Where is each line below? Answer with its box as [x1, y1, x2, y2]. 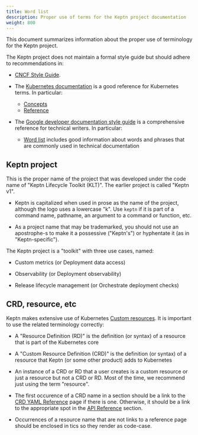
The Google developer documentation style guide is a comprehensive [14, 118, 185, 125]
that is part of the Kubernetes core [14, 339, 99, 346]
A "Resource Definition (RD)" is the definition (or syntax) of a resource [14, 333, 186, 339]
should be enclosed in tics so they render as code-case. [14, 423, 152, 429]
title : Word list [6, 8, 49, 15]
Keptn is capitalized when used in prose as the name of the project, [14, 199, 179, 207]
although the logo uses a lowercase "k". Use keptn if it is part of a [14, 205, 174, 213]
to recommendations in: [6, 60, 64, 67]
